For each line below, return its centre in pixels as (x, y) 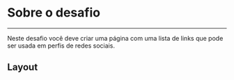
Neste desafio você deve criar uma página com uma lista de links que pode (115, 38)
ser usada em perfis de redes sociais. (61, 46)
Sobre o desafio (54, 13)
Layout (23, 67)
